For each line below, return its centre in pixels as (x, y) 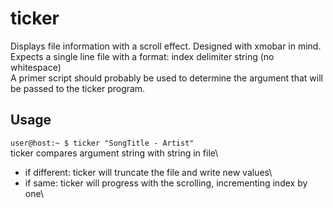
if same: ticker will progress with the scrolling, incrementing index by (166, 183)
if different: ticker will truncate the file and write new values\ (148, 172)
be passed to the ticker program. (78, 88)
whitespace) (36, 67)
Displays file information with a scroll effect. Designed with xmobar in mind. (166, 46)
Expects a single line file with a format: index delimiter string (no (142, 56)
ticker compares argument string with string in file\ (114, 153)
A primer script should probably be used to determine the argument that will (166, 78)
